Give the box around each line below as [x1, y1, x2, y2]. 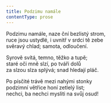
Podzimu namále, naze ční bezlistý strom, [6, 30, 106, 37]
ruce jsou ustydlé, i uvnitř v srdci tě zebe [6, 36, 103, 43]
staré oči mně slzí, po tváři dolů [6, 60, 81, 67]
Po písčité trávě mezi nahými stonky [6, 77, 92, 85]
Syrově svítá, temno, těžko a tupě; [6, 54, 88, 61]
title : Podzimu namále [6, 8, 61, 15]
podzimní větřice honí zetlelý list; [6, 84, 85, 91]
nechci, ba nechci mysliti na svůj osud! [6, 90, 99, 97]
